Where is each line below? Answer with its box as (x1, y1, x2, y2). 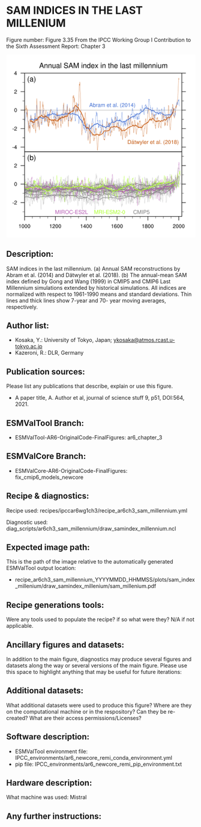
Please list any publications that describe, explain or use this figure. (6, 382, 173, 390)
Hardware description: (6, 778, 92, 788)
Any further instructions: (6, 811, 102, 821)
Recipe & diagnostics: (6, 491, 89, 501)
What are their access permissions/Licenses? (29, 714, 142, 721)
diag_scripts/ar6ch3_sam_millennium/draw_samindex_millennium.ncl (6, 525, 176, 532)
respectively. (6, 303, 38, 310)
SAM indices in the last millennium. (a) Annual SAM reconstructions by (6, 265, 181, 272)
